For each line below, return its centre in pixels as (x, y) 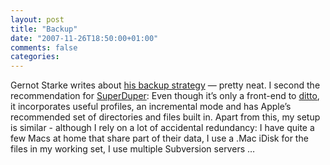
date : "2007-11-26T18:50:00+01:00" (84, 38)
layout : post (37, 19)
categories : (35, 57)
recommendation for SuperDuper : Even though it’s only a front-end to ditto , (165, 96)
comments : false (44, 47)
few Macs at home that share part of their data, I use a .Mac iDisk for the (159, 138)
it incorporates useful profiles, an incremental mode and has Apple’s (151, 107)
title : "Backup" (44, 29)
